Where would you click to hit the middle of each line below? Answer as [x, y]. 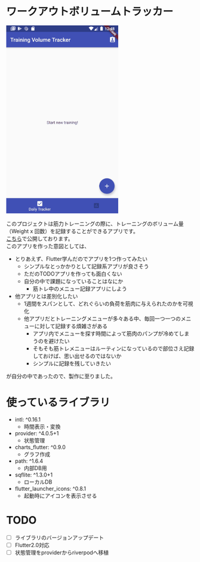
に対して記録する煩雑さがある [71, 326]
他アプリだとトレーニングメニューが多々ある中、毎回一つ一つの [102, 318]
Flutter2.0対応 [32, 545]
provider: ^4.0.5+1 [37, 433]
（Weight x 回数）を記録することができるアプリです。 [72, 231]
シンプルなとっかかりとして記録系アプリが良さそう [86, 266]
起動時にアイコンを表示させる [60, 496]
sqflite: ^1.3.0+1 [34, 475]
